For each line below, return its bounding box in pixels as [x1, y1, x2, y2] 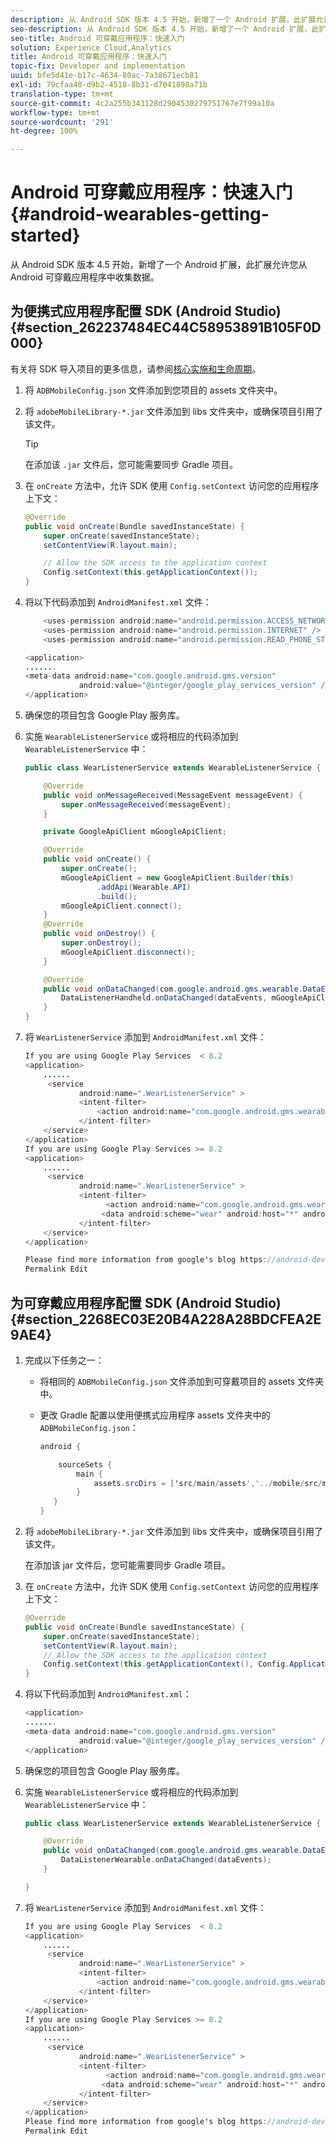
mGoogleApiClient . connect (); [61, 901, 183, 911]
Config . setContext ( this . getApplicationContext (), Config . [43, 1659, 290, 1670]
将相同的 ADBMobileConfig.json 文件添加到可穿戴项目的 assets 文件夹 [39, 1375, 325, 1387]
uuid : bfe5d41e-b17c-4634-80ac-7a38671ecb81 [10, 71, 199, 81]
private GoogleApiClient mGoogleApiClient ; [43, 827, 227, 837]
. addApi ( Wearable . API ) [96, 882, 192, 892]
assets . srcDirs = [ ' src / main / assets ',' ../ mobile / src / [93, 1478, 323, 1488]
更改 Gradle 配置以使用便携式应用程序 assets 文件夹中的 [39, 1409, 271, 1421]
